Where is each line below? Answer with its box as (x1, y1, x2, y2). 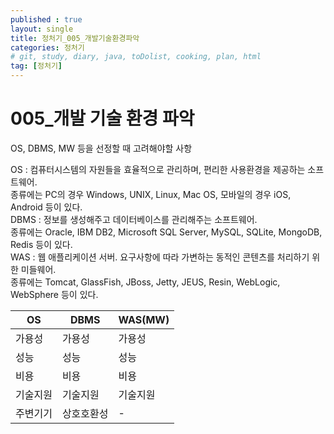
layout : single (10, 24, 74, 34)
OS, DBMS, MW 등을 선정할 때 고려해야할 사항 (10, 142, 193, 154)
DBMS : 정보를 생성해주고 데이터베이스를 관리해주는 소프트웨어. (10, 213, 258, 225)
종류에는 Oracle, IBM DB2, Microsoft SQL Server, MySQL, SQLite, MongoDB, (10, 226, 323, 238)
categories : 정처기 (10, 42, 85, 53)
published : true (10, 14, 83, 25)
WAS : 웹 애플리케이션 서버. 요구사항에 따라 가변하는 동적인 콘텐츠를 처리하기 (10, 251, 310, 263)
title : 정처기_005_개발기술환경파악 (10, 33, 140, 43)
